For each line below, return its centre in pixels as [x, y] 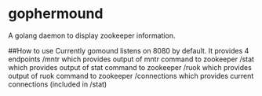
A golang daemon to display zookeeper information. [92, 35]
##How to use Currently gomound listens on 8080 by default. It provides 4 [129, 50]
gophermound [56, 14]
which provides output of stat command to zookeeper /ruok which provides [130, 67]
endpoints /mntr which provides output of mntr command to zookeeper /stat [131, 59]
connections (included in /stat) [58, 84]
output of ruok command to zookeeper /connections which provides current [131, 76]
